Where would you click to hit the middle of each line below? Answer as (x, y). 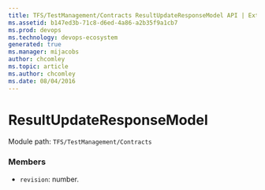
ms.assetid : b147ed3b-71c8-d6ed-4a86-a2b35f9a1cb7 (93, 23)
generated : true (35, 45)
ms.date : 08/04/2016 (42, 81)
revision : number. (49, 179)
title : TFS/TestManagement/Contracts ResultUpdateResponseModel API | (127, 15)
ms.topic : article (38, 67)
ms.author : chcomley (42, 74)
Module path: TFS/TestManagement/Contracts (80, 141)
